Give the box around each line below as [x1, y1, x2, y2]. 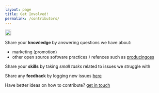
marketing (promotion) [12, 49, 57, 55]
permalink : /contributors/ [5, 16, 60, 21]
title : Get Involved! [5, 12, 49, 16]
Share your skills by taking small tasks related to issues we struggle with [5, 63, 151, 69]
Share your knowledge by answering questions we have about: [5, 40, 132, 46]
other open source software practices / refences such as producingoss [12, 54, 155, 60]
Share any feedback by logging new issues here [5, 73, 102, 79]
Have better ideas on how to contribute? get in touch [5, 82, 111, 88]
